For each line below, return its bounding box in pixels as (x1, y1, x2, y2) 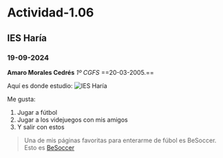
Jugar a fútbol (17, 108, 57, 116)
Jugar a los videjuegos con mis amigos (17, 115, 129, 124)
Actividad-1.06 (7, 5, 94, 21)
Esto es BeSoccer (23, 143, 75, 152)
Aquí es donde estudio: (7, 81, 74, 90)
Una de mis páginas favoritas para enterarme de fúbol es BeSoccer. (23, 136, 217, 144)
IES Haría (7, 32, 47, 44)
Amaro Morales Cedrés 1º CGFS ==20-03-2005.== (7, 68, 154, 76)
